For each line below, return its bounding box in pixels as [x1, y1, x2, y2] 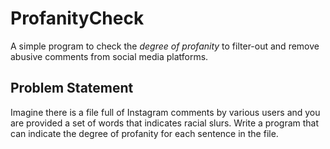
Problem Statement [10, 80, 134, 97]
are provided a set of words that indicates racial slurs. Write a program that [10, 117, 320, 129]
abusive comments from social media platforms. [10, 50, 209, 62]
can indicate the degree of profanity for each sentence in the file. [10, 127, 279, 139]
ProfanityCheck [10, 7, 145, 30]
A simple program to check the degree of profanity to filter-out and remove [10, 40, 320, 52]
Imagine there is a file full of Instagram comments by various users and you [10, 106, 321, 118]
